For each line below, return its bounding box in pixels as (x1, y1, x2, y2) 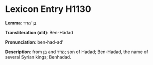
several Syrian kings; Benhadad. (5, 54, 71, 60)
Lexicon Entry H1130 (5, 3, 91, 15)
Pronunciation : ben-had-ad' (5, 39, 64, 45)
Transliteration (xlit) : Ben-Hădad (5, 29, 73, 35)
